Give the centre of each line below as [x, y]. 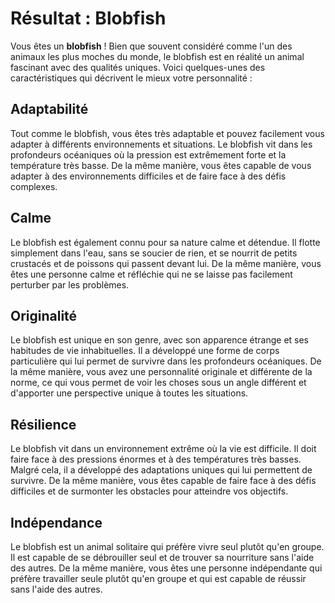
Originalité [44, 315]
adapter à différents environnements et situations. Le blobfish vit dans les [161, 144]
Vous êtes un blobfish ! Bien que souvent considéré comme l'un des [151, 46]
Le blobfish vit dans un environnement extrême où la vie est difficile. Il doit [163, 449]
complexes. [34, 186]
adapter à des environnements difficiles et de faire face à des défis [148, 176]
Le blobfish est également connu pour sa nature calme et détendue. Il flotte [165, 242]
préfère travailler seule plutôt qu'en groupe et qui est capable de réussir [158, 578]
